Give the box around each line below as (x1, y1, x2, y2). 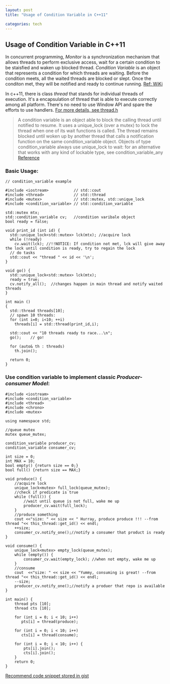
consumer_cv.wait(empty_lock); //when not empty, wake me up (23, 557, 156, 562)
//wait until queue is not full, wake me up (23, 498, 120, 504)
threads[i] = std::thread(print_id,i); (14, 322, 99, 327)
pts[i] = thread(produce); (21, 619, 79, 624)
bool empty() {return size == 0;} (5, 463, 79, 468)
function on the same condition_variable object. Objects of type (17, 139, 151, 145)
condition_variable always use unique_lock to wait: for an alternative (17, 144, 161, 150)
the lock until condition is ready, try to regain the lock (5, 246, 136, 251)
